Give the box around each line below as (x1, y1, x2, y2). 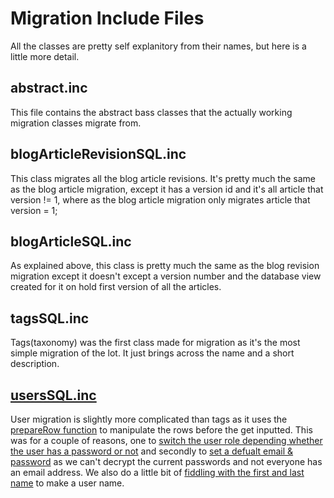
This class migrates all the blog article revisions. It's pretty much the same (10, 172, 316, 184)
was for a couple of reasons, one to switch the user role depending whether (10, 435, 323, 446)
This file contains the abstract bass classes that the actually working (10, 106, 293, 118)
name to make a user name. (10, 477, 125, 489)
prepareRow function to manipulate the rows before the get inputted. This (10, 424, 313, 436)
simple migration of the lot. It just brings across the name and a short (10, 347, 295, 359)
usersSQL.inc (10, 387, 97, 404)
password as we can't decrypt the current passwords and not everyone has (10, 456, 323, 467)
